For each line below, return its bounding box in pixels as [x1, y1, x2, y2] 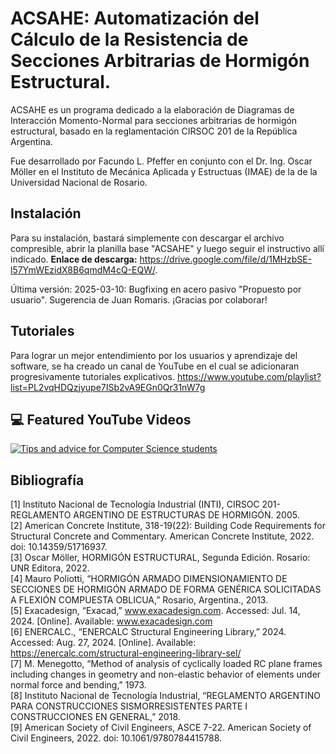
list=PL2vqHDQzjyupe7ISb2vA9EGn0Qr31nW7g [10, 381, 206, 393]
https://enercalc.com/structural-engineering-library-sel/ [10, 647, 242, 659]
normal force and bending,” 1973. [10, 679, 147, 691]
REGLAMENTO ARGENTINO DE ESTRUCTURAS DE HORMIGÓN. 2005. [10, 509, 300, 521]
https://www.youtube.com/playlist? [176, 370, 322, 382]
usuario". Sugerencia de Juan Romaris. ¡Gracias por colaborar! [10, 293, 268, 306]
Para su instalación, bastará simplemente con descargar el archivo [10, 232, 285, 244]
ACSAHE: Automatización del [10, 7, 260, 30]
